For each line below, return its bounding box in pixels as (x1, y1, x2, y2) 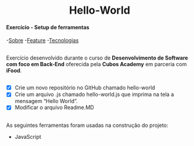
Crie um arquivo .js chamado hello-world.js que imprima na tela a (14, 91, 174, 98)
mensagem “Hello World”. (14, 98, 78, 105)
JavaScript (14, 133, 42, 140)
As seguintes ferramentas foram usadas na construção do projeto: (6, 122, 168, 129)
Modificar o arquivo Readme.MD (14, 104, 94, 111)
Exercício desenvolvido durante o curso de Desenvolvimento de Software (6, 54, 189, 61)
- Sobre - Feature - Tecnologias (6, 37, 79, 44)
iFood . (6, 67, 22, 74)
